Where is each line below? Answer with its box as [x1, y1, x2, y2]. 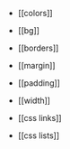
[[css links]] [17, 113, 62, 123]
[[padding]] [17, 78, 61, 88]
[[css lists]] [17, 130, 60, 141]
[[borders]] [17, 42, 59, 53]
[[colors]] [17, 8, 53, 18]
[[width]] [17, 95, 51, 106]
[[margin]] [17, 61, 56, 70]
